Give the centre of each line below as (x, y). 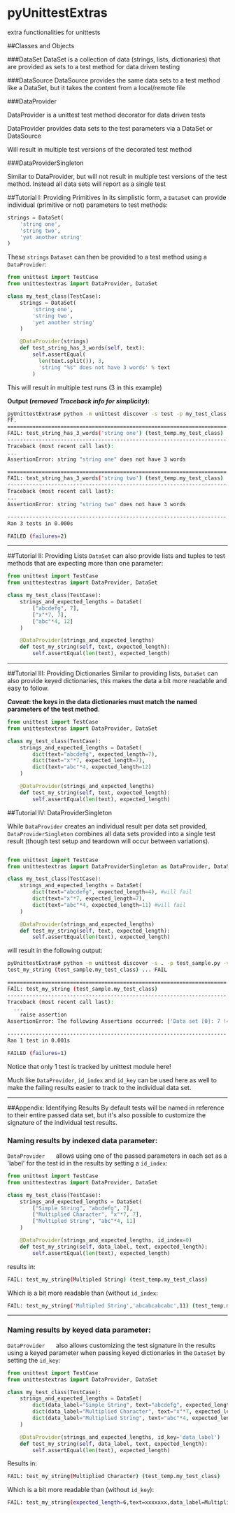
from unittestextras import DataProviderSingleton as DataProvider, (109, 866)
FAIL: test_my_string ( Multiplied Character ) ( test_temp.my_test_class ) (114, 1477)
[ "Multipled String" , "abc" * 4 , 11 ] (84, 1221)
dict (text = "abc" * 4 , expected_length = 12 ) (92, 767)
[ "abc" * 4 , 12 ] (53, 621)
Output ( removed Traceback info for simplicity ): (79, 401)
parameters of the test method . (54, 709)
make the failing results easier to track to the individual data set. (99, 1087)
